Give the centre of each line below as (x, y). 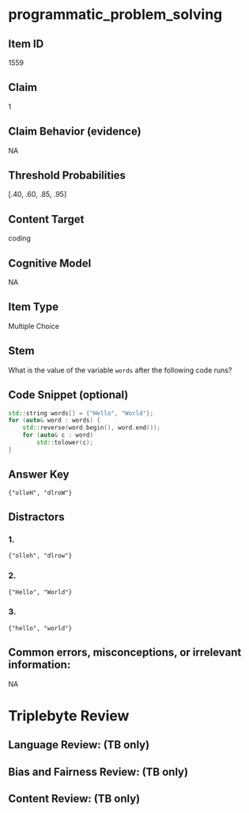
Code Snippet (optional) (68, 395)
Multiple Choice (34, 326)
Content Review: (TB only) (74, 799)
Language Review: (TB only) (79, 745)
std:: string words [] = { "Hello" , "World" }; (81, 413)
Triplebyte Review (69, 715)
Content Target (46, 219)
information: (40, 665)
